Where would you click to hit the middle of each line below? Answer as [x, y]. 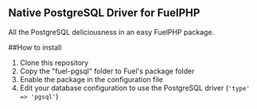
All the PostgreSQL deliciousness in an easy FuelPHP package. [111, 32]
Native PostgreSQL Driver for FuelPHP [104, 13]
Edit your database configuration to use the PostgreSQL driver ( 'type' [135, 88]
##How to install [35, 47]
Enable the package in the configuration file [91, 79]
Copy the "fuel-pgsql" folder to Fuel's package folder [107, 71]
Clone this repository [54, 62]
